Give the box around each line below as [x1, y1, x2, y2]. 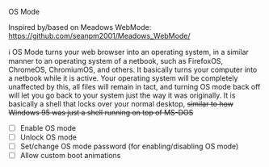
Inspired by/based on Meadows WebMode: [8, 23, 152, 31]
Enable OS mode [19, 123, 77, 132]
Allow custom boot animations [19, 151, 121, 161]
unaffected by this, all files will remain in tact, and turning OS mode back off [8, 82, 261, 91]
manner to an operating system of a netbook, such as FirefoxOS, [8, 56, 224, 65]
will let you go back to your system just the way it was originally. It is [8, 90, 236, 100]
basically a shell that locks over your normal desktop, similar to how [8, 99, 234, 108]
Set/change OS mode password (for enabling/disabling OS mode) [19, 141, 239, 152]
